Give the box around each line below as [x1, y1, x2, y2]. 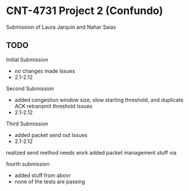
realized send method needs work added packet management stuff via [6, 149, 177, 156]
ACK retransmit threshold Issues [14, 103, 92, 110]
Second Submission [6, 85, 54, 92]
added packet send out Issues [14, 131, 88, 138]
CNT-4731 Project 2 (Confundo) [6, 4, 163, 18]
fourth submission [6, 160, 50, 168]
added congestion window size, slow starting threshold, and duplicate [14, 96, 184, 103]
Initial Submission [6, 56, 49, 63]
